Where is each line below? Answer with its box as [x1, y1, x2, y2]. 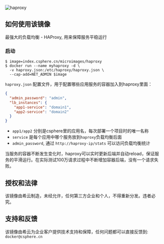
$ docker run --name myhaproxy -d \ [5, 63, 80, 68]
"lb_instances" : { [9, 100, 48, 105]
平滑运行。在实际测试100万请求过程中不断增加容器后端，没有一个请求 [13, 157, 155, 163]
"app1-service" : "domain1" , [14, 105, 71, 110]
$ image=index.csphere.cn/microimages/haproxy [5, 59, 102, 64]
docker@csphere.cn [5, 234, 43, 239]
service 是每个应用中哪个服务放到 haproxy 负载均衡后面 [12, 134, 122, 140]
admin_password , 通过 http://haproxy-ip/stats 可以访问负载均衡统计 [12, 140, 151, 146]
